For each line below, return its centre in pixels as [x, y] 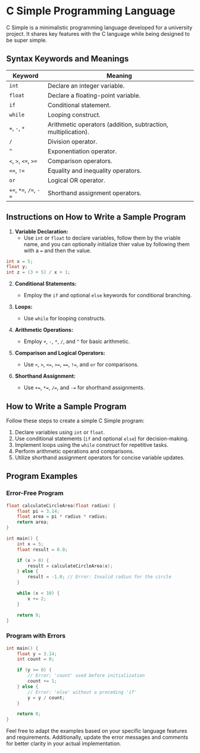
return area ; [33, 522]
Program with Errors [36, 636]
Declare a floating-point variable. [94, 95]
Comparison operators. [80, 161]
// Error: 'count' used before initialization [86, 676]
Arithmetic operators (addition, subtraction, [108, 125]
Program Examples [42, 476]
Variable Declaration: [41, 231]
